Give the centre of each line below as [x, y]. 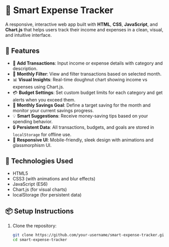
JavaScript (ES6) [30, 184]
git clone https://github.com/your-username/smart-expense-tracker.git [89, 235]
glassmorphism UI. [32, 145]
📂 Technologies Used [39, 161]
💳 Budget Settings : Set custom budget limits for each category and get [88, 92]
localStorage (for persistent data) [47, 194]
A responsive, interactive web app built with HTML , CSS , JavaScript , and [81, 24]
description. [25, 68]
